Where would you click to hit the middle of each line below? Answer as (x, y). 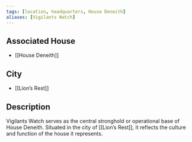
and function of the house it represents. (55, 133)
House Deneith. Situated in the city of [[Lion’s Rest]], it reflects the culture (96, 127)
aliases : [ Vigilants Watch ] (41, 17)
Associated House (41, 41)
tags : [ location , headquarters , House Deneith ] (66, 12)
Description (28, 107)
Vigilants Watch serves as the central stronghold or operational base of (93, 121)
